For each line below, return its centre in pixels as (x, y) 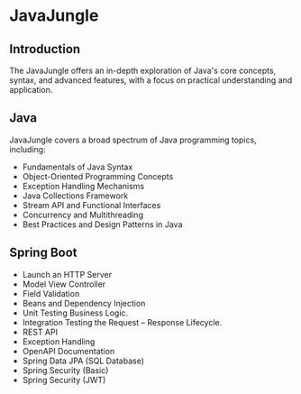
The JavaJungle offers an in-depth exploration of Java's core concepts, (143, 70)
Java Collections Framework (75, 196)
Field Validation (51, 293)
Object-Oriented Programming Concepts (98, 176)
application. (31, 90)
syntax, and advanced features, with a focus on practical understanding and (151, 80)
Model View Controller (64, 284)
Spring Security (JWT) (64, 380)
